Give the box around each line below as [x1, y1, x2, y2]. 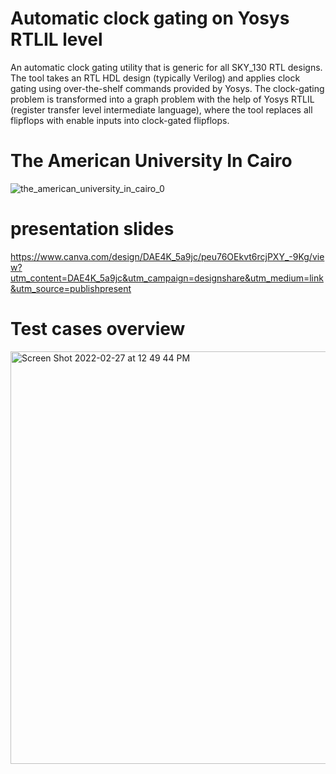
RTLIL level [10, 28, 103, 51]
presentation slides [10, 218, 175, 241]
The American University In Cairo [10, 150, 293, 172]
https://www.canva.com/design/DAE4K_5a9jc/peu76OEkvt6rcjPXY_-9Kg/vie [10, 250, 325, 262]
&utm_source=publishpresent [10, 282, 132, 294]
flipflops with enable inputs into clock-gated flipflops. [10, 114, 230, 126]
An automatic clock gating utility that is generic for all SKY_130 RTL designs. [10, 61, 323, 73]
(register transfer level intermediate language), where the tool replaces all [10, 103, 313, 116]
